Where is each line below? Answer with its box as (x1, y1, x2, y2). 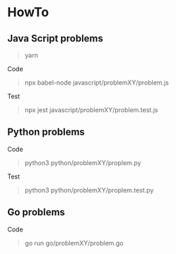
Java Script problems (7, 32, 104, 44)
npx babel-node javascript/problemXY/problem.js (24, 78, 170, 87)
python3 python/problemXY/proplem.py (24, 158, 141, 167)
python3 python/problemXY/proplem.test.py (24, 186, 154, 194)
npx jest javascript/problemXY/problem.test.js (24, 106, 158, 114)
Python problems (7, 126, 85, 138)
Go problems (7, 206, 66, 219)
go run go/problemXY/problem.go (24, 238, 124, 247)
